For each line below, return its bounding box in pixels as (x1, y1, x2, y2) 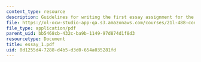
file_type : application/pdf (6, 25, 77, 31)
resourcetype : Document (6, 36, 66, 42)
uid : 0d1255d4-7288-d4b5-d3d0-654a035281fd (6, 47, 117, 53)
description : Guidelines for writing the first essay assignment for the (6, 14, 194, 20)
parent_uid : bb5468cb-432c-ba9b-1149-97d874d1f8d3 (6, 31, 135, 37)
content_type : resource (6, 8, 66, 15)
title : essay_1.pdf (6, 42, 55, 48)
